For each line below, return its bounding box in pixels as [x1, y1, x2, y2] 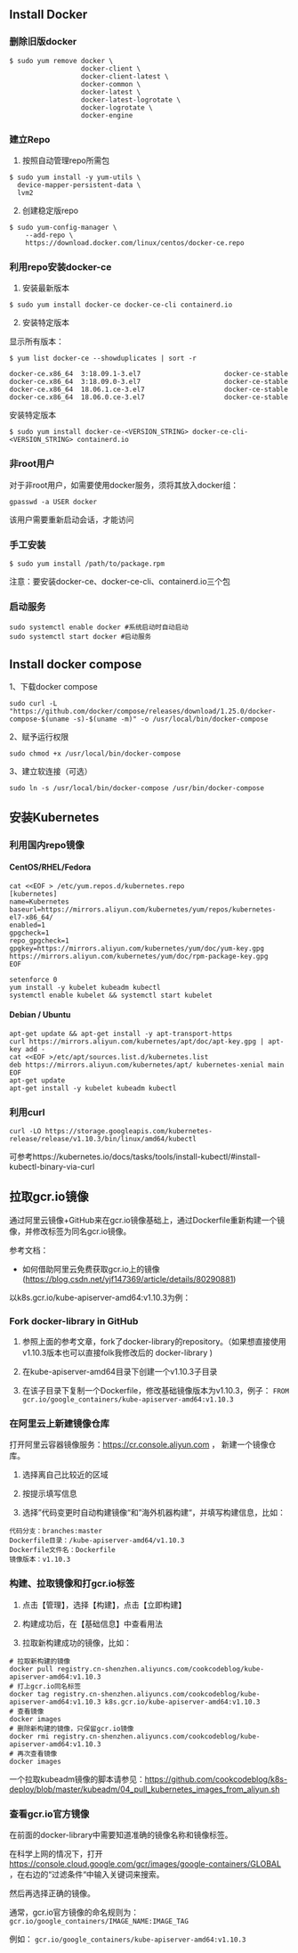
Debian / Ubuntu [9, 1009, 71, 1020]
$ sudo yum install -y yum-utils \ [9, 173, 141, 182]
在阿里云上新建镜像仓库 [9, 1418, 109, 1430]
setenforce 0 [9, 975, 58, 984]
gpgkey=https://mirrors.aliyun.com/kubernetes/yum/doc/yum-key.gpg [9, 944, 265, 952]
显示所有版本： [9, 336, 64, 347]
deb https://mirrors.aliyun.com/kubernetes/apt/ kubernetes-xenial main [9, 1060, 285, 1069]
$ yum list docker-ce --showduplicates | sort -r [9, 354, 197, 364]
